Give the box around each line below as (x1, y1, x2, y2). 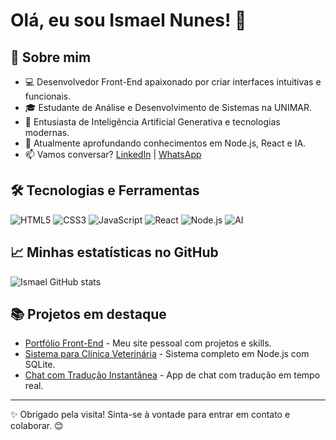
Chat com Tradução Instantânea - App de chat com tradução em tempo (24, 369, 321, 381)
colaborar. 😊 (10, 420, 64, 432)
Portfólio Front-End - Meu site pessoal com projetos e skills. (24, 337, 272, 349)
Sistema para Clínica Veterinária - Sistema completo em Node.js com (24, 348, 310, 360)
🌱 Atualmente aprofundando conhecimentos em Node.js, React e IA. (24, 137, 307, 149)
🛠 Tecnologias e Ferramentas (10, 182, 200, 199)
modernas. (24, 127, 70, 138)
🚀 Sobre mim (10, 49, 92, 66)
